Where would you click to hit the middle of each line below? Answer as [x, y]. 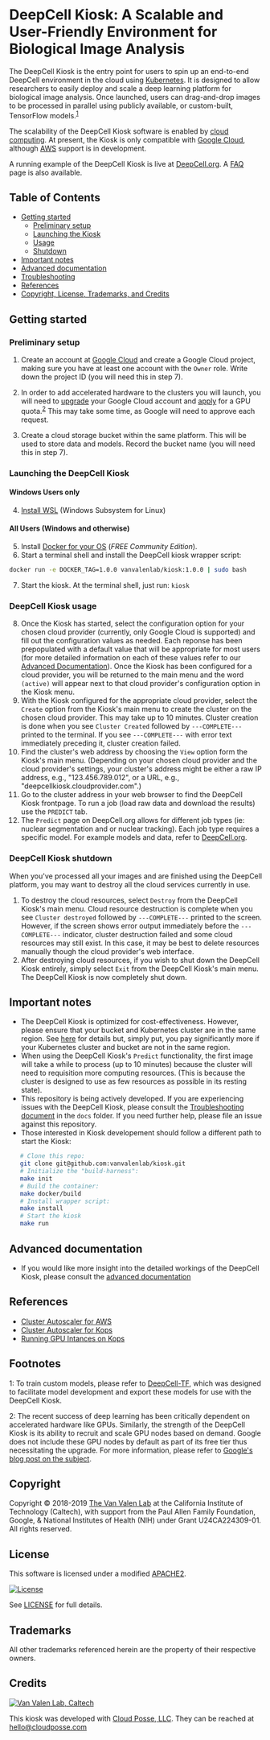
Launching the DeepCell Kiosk [69, 473]
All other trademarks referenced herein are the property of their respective [133, 1649]
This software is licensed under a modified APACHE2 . [98, 1574]
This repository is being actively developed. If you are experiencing [132, 1099]
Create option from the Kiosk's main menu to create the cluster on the [136, 709]
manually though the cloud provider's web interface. [108, 951]
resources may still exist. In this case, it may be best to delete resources [140, 943]
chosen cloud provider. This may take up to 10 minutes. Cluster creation [139, 717]
